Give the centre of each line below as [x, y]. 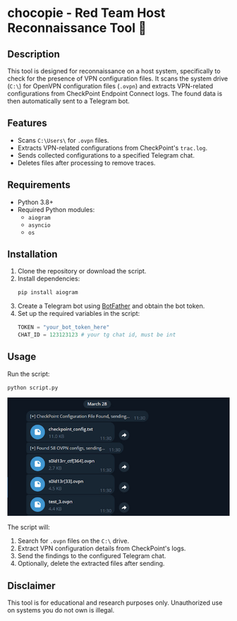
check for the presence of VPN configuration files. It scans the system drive [117, 78]
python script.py [33, 388]
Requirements [39, 185]
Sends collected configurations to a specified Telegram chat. [106, 155]
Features [27, 123]
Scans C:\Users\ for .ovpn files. [63, 140]
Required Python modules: [56, 209]
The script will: [29, 527]
